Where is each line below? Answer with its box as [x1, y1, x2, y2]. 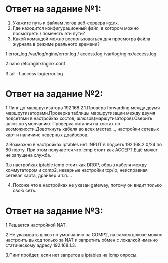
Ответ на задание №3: [5, 205, 104, 217]
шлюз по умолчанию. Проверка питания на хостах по [5, 120, 120, 126]
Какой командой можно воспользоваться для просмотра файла [12, 36, 151, 42]
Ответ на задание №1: [5, 3, 102, 15]
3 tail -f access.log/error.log [5, 70, 63, 76]
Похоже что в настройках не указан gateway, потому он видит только [12, 182, 162, 188]
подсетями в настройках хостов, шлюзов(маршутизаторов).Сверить [5, 115, 153, 121]
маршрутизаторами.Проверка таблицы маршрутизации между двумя [5, 110, 156, 116]
